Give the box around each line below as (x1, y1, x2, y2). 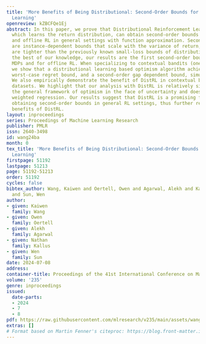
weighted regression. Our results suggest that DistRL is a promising (12, 94, 196, 101)
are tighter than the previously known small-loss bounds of (12, 49, 172, 55)
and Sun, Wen (12, 191, 45, 197)
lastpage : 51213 (6, 163, 48, 169)
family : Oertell (12, 220, 53, 226)
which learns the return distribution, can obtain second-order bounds (12, 32, 199, 38)
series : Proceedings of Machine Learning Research (6, 117, 139, 123)
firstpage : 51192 (6, 157, 51, 163)
